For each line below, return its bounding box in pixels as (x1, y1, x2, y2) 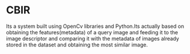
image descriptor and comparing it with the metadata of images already (6, 35, 179, 42)
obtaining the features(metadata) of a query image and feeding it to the (6, 28, 178, 35)
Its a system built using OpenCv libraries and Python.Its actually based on (6, 23, 185, 30)
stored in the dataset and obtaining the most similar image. (6, 41, 148, 48)
